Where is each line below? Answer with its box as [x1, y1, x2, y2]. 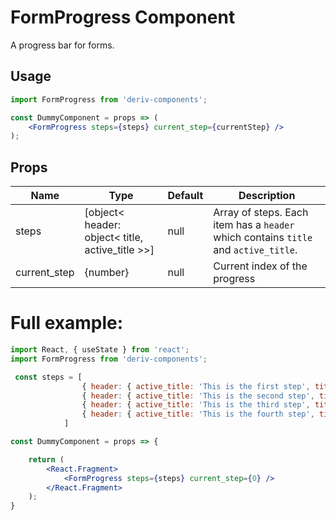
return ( [28, 454, 65, 465]
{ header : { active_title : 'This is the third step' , [81, 400, 311, 410]
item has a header [213, 218, 295, 232]
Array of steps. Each [213, 206, 309, 220]
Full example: [10, 312, 124, 335]
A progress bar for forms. [10, 39, 115, 51]
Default [167, 189, 204, 203]
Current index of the [213, 259, 308, 273]
